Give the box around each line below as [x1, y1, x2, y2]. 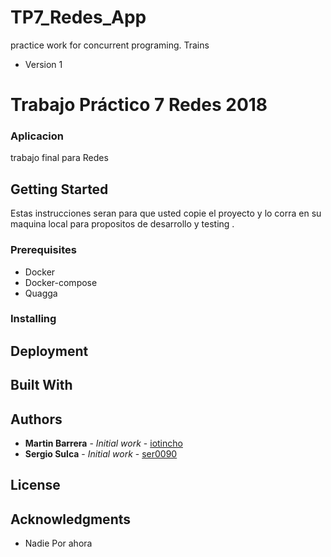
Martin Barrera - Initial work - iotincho [24, 437, 183, 450]
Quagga [24, 287, 58, 299]
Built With [10, 377, 73, 394]
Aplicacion [10, 129, 64, 143]
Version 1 [24, 58, 63, 70]
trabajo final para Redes [10, 152, 109, 164]
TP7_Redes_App [10, 6, 147, 29]
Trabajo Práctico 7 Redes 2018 [10, 94, 268, 116]
